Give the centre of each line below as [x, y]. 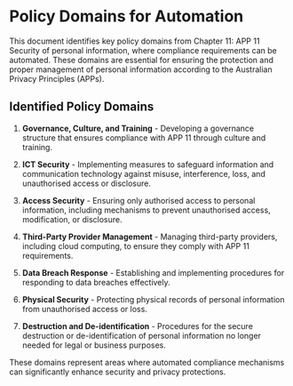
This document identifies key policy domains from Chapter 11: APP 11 [135, 41]
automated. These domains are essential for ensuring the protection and [141, 60]
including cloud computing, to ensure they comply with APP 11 [136, 245]
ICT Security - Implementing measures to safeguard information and [148, 164]
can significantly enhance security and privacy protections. [118, 372]
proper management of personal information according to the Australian [141, 69]
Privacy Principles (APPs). [57, 78]
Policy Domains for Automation [127, 16]
